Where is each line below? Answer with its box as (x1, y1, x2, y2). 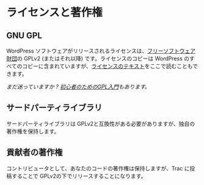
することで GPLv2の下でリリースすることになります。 (11, 172, 147, 180)
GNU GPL (6, 30, 43, 40)
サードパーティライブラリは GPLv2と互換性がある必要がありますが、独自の (6, 120, 195, 127)
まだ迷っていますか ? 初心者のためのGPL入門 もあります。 (6, 83, 151, 90)
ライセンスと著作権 (6, 5, 103, 20)
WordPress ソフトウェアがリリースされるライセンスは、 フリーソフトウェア (6, 47, 195, 54)
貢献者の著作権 (6, 147, 63, 158)
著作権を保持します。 (6, 128, 60, 135)
